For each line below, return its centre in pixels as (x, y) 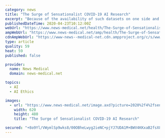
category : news (21, 10)
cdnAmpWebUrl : (20, 37)
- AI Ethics (22, 92)
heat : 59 (14, 51)
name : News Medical (29, 69)
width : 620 (25, 110)
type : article (20, 42)
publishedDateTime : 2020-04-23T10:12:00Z (48, 23)
